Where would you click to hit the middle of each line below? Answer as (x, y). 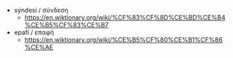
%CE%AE (39, 47)
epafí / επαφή (34, 32)
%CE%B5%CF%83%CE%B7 (67, 25)
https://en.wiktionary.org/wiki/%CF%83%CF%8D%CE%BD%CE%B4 (125, 17)
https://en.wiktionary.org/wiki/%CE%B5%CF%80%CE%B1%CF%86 (124, 40)
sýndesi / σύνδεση (41, 10)
